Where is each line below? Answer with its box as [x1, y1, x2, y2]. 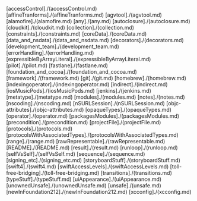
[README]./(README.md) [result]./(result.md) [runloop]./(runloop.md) [6, 144, 178, 151]
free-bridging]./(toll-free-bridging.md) [6, 169, 100, 176]
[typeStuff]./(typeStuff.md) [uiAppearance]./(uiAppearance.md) [6, 175, 162, 183]
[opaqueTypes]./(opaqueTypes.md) [85, 106, 172, 113]
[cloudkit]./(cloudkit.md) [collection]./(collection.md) [6, 24, 135, 31]
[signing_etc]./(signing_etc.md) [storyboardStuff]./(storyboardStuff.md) [6, 157, 181, 164]
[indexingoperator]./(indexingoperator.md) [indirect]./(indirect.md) [6, 81, 168, 88]
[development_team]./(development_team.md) [6, 43, 120, 50]
